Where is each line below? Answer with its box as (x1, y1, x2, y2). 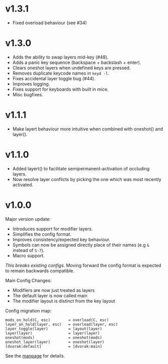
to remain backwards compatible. (5, 268, 74, 274)
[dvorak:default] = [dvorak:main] (5, 344, 102, 349)
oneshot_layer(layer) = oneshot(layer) (5, 339, 105, 344)
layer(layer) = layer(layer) (5, 331, 100, 336)
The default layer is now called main (12, 292, 88, 298)
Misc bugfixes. (12, 91, 44, 97)
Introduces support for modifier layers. (12, 225, 93, 232)
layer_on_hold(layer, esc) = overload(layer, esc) (5, 322, 118, 327)
